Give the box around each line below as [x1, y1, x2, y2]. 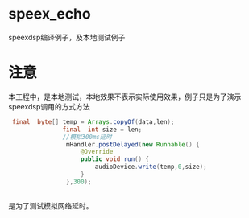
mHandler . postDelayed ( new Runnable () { [65, 140, 200, 149]
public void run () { [80, 155, 150, 163]
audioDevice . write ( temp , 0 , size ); [94, 162, 207, 171]
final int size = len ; [62, 125, 143, 134]
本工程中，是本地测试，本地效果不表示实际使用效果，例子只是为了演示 [8, 92, 242, 101]
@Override [80, 148, 114, 156]
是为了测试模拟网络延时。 [8, 200, 93, 210]
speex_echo [8, 5, 91, 23]
